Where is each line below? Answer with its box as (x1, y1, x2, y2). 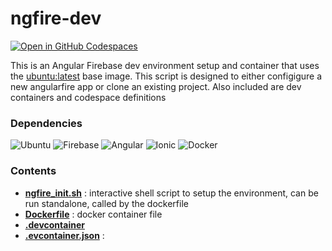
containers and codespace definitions (10, 91, 167, 103)
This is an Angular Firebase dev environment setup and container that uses (10, 59, 320, 71)
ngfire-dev (10, 7, 102, 30)
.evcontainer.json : (24, 229, 105, 241)
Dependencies (10, 116, 83, 130)
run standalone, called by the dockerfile (24, 197, 189, 209)
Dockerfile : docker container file (24, 208, 163, 220)
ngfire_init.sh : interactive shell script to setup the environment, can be (24, 187, 319, 199)
